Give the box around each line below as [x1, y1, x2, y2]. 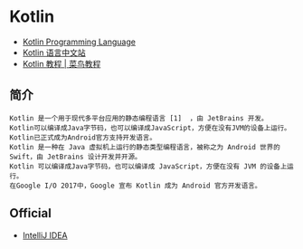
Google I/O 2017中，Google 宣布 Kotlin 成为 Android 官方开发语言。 [15, 181, 262, 190]
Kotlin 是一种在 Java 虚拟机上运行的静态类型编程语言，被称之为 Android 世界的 [9, 142, 280, 151]
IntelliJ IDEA [22, 229, 68, 241]
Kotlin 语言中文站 [22, 47, 86, 58]
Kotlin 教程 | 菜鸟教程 [22, 58, 101, 69]
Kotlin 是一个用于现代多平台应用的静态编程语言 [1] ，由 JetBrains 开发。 [9, 113, 269, 123]
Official [9, 206, 52, 221]
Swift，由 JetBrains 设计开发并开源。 [9, 152, 142, 161]
